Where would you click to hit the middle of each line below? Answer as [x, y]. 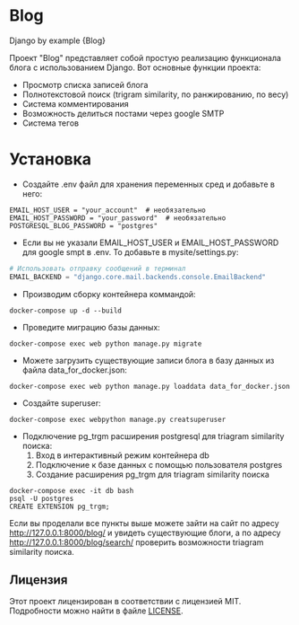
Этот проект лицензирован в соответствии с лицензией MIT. [125, 602]
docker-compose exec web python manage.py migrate [106, 343]
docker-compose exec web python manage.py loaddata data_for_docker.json [150, 386]
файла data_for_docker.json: [75, 370]
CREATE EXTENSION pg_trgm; [60, 506]
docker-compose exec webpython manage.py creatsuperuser [118, 419]
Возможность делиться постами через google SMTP [123, 113]
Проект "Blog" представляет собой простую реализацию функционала [145, 57]
